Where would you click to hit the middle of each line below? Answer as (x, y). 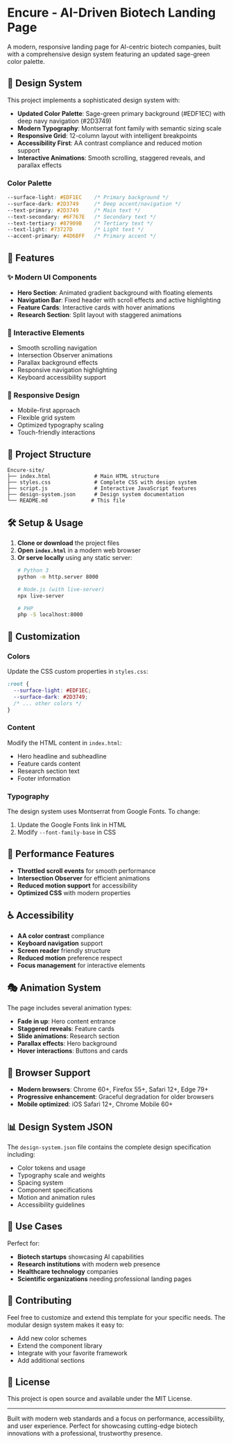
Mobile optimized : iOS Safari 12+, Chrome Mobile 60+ (95, 1104)
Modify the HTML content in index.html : (65, 742)
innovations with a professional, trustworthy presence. (85, 1434)
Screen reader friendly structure (64, 950)
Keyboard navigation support (60, 943)
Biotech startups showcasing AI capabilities (80, 1257)
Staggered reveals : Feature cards (66, 1029)
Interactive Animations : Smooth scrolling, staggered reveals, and (111, 158)
